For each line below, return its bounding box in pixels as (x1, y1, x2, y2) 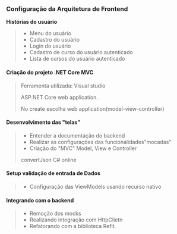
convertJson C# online (20, 156, 77, 163)
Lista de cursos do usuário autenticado (29, 55, 125, 63)
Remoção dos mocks (29, 210, 81, 217)
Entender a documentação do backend (29, 132, 125, 139)
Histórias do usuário (6, 18, 58, 26)
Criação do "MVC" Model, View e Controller (29, 145, 137, 152)
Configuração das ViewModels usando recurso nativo (29, 183, 162, 190)
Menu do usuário (29, 30, 71, 37)
